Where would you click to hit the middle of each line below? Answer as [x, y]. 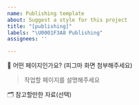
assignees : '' [28, 39]
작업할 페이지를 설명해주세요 [62, 80]
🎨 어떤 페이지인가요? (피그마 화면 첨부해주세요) [70, 65]
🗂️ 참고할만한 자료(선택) [40, 95]
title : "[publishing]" [40, 26]
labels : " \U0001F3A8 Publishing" [55, 33]
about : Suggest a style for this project [67, 20]
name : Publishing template [46, 13]
